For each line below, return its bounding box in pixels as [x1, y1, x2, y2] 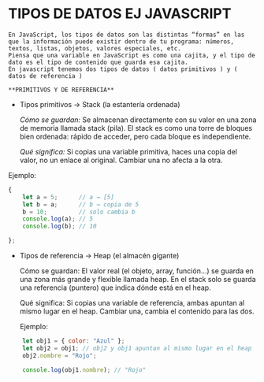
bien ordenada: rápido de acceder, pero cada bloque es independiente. [19, 132, 251, 141]
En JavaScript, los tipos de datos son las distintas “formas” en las [8, 31, 245, 39]
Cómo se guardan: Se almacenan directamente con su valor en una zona [19, 115, 257, 124]
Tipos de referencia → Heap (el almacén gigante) [19, 251, 180, 261]
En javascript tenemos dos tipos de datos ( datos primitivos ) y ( [8, 65, 238, 73]
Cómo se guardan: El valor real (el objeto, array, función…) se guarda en [19, 266, 255, 276]
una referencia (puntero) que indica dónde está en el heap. [19, 283, 211, 292]
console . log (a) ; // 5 [22, 215, 93, 223]
